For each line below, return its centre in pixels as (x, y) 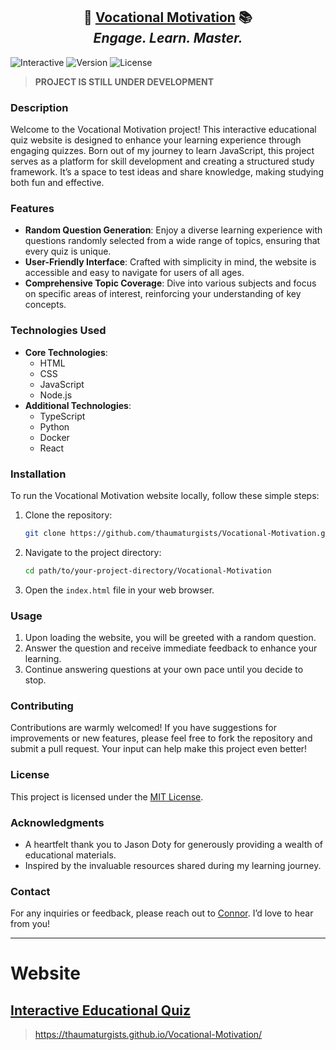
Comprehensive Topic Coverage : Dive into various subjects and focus (170, 283)
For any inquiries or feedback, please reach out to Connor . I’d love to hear (162, 913)
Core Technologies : (66, 352)
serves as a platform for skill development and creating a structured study (162, 161)
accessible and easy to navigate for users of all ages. (134, 273)
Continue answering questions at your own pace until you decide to (164, 670)
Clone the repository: (68, 515)
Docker (54, 437)
